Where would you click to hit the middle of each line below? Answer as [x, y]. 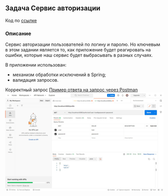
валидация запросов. [35, 80]
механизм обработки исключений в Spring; [59, 75]
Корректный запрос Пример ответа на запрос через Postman [72, 90]
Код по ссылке [21, 20]
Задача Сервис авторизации [53, 8]
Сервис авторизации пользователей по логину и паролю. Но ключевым [83, 44]
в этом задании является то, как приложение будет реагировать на [78, 50]
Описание [18, 33]
